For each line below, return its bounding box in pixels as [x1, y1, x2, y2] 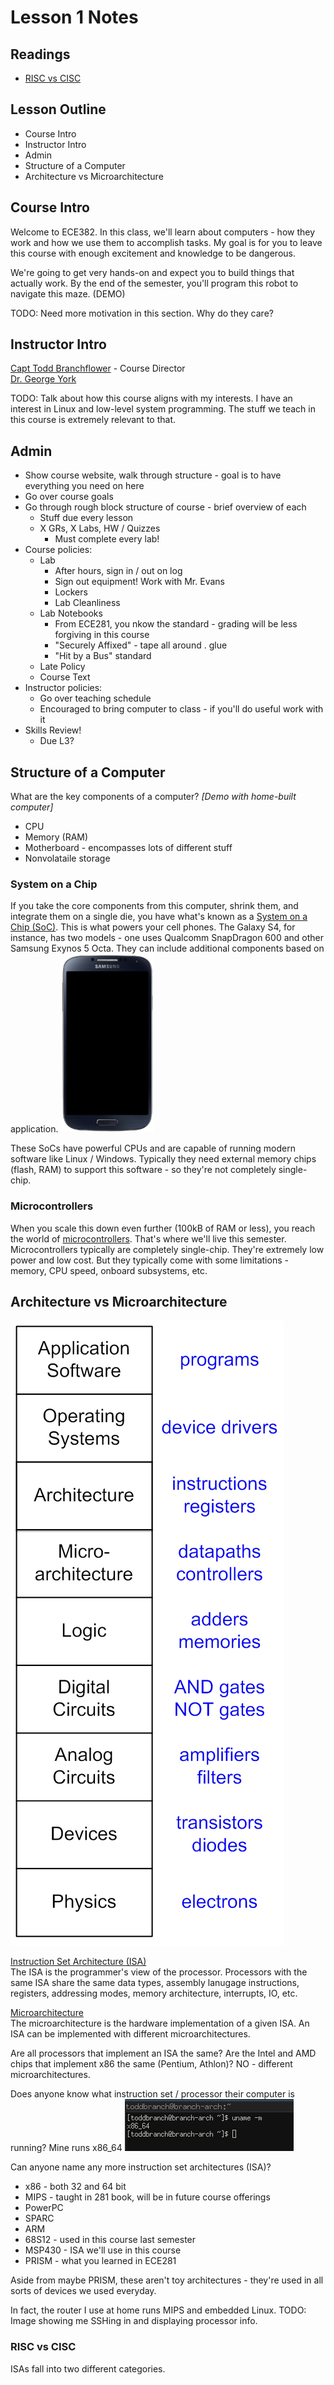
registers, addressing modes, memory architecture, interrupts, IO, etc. [10, 1987, 298, 2000]
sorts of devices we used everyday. [10, 2285, 157, 2297]
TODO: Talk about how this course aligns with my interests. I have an [10, 392, 293, 405]
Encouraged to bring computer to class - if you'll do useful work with [39, 703, 324, 715]
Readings [10, 46, 71, 63]
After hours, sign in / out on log [54, 565, 183, 577]
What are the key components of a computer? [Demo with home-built [10, 791, 297, 803]
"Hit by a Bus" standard [54, 650, 152, 662]
